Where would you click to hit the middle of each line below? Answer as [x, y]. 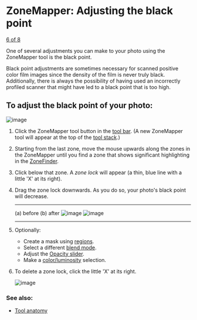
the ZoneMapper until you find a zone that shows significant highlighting [102, 155]
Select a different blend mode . [60, 247]
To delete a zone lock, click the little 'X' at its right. [75, 271]
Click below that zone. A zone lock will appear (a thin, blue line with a [98, 172]
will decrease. [31, 196]
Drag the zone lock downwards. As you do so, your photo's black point [100, 190]
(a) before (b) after [37, 213]
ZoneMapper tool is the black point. [49, 57]
